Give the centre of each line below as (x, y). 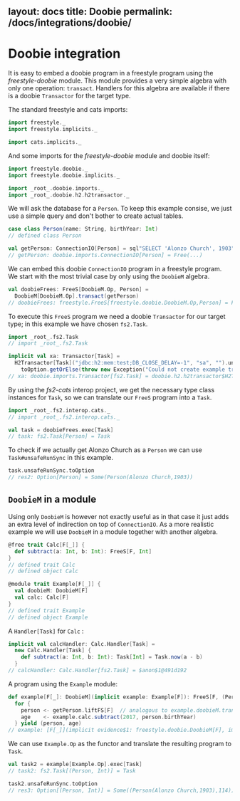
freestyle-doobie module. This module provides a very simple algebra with (118, 80)
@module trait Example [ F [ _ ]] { (54, 584)
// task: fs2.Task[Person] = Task (59, 436)
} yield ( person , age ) (48, 723)
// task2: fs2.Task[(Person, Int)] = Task (72, 771)
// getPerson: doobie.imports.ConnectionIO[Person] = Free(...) (105, 256)
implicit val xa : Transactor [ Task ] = (64, 356)
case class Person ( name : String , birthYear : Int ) (83, 229)
